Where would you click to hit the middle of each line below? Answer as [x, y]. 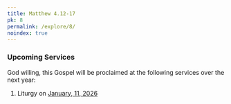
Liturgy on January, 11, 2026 [57, 93]
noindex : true [28, 33]
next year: [21, 80]
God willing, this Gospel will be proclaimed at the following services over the [116, 72]
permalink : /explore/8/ [41, 26]
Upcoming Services [41, 58]
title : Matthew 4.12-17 [41, 14]
